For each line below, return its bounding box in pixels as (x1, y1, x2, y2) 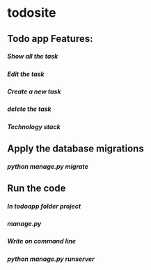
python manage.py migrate (7, 162, 88, 170)
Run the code (7, 183, 66, 195)
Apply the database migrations (7, 143, 144, 155)
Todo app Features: (7, 33, 93, 45)
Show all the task (7, 52, 58, 61)
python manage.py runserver (7, 255, 95, 263)
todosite (7, 5, 56, 21)
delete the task (7, 105, 51, 113)
